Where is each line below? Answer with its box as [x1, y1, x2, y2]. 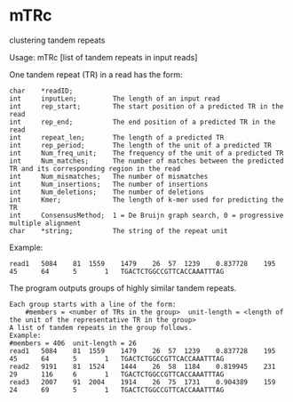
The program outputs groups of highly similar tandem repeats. [9, 282, 237, 293]
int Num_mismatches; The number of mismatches [9, 172, 209, 181]
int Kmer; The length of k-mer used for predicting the [9, 195, 284, 205]
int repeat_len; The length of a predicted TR [9, 133, 225, 142]
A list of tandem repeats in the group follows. [9, 323, 193, 332]
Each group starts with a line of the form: [9, 300, 177, 309]
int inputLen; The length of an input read [9, 94, 220, 103]
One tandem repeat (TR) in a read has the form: [9, 68, 183, 80]
